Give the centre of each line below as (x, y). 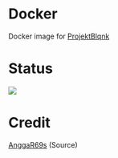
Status (31, 69)
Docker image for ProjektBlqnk (59, 36)
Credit (29, 123)
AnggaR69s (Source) (43, 144)
